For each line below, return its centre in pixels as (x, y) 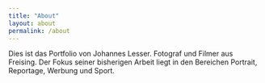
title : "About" (34, 16)
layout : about (32, 23)
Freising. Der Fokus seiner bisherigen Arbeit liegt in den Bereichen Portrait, (133, 62)
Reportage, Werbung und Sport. (62, 71)
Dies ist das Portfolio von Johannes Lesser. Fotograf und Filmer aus (121, 54)
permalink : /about (39, 31)
